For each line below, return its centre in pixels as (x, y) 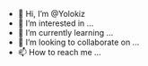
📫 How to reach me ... (59, 52)
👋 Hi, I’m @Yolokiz (51, 14)
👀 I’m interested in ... (56, 23)
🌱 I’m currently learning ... (65, 33)
